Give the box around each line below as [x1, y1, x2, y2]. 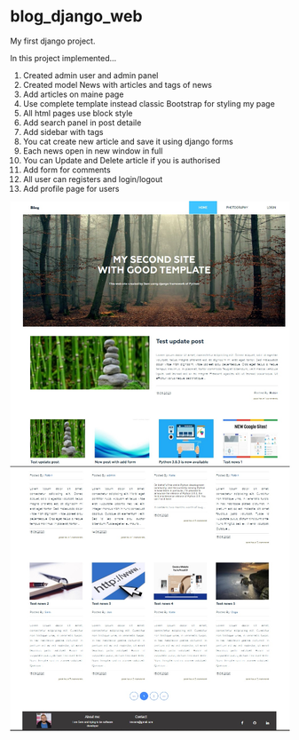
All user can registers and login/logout [22, 173, 163, 184]
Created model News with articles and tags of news [22, 79, 212, 90]
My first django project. [10, 36, 96, 46]
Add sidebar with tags [22, 126, 104, 137]
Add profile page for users [22, 183, 120, 194]
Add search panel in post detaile [22, 117, 142, 128]
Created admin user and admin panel [22, 69, 159, 81]
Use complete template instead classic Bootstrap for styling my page [22, 98, 276, 108]
